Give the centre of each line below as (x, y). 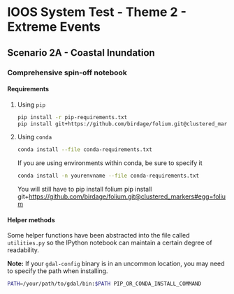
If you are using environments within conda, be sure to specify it (110, 163)
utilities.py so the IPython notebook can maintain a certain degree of (110, 243)
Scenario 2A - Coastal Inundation (81, 53)
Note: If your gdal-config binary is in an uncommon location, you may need (116, 264)
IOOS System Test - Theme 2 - (97, 12)
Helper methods (31, 219)
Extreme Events (54, 27)
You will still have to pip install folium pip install (85, 189)
